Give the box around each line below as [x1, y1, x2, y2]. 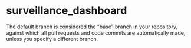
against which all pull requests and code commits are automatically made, [6, 29, 186, 36]
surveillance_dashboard [6, 4, 127, 17]
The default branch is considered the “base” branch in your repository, [6, 23, 178, 30]
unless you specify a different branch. [6, 35, 98, 42]
